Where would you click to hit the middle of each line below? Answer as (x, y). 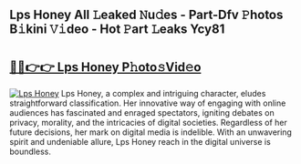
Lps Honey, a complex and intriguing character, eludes (163, 93)
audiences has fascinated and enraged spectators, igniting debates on (142, 113)
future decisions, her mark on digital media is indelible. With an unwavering (150, 132)
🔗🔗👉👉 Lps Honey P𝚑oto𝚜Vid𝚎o (105, 67)
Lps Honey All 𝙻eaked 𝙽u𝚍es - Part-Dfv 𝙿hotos (146, 15)
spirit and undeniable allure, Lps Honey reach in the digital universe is (140, 142)
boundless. (31, 151)
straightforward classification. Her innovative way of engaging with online (148, 103)
